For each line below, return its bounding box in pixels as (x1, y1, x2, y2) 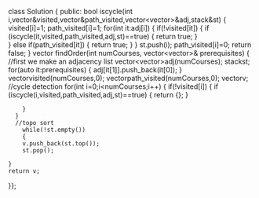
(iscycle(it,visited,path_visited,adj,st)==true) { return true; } (8, 31, 198, 41)
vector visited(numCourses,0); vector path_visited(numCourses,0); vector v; (8, 74, 249, 82)
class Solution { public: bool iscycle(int (8, 7, 133, 16)
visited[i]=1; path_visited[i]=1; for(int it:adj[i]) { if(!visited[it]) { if (8, 24, 210, 32)
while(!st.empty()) (22, 126, 86, 134)
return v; (8, 167, 41, 175)
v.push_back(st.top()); (22, 140, 100, 148)
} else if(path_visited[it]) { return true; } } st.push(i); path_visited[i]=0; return (8, 40, 252, 49)
